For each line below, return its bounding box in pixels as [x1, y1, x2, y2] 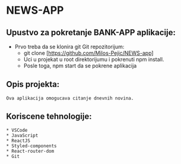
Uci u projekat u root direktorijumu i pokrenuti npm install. [23, 56, 164, 63]
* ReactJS [6, 138, 31, 144]
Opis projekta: [6, 79, 60, 89]
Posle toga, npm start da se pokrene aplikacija [23, 62, 137, 69]
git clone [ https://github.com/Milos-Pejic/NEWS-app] [23, 49, 154, 57]
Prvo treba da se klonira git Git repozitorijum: [14, 43, 125, 50]
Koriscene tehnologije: [6, 112, 92, 122]
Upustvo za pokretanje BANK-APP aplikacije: [6, 27, 176, 38]
